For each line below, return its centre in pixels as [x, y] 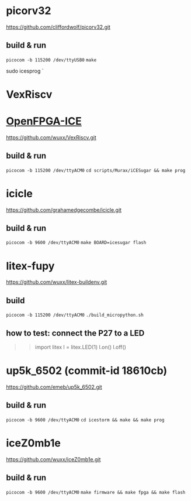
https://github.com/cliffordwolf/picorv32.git [58, 27]
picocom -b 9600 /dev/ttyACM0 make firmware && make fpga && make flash [96, 492]
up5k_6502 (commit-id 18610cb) [87, 371]
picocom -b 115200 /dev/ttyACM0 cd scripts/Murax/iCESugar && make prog [96, 170]
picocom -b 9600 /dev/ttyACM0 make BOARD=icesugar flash [76, 243]
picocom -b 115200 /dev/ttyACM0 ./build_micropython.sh [75, 315]
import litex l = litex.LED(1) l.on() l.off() [81, 347]
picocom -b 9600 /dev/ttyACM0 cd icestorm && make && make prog [85, 420]
